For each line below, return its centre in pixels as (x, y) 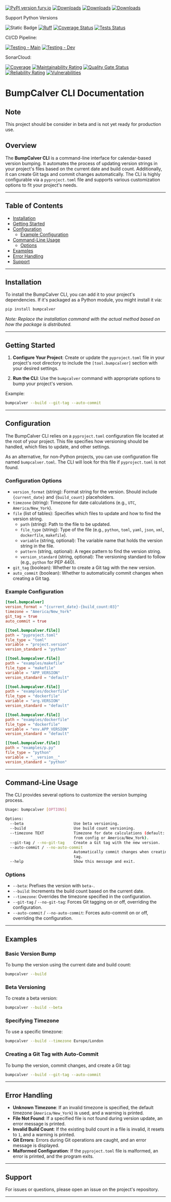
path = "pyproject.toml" (32, 635)
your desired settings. (35, 368)
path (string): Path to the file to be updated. (65, 524)
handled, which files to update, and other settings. (58, 447)
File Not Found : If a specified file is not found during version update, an (88, 1118)
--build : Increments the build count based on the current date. (79, 891)
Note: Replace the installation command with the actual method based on (83, 319)
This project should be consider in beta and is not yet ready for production (83, 124)
